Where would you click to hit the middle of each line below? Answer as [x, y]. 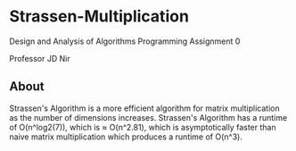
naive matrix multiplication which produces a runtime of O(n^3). [126, 137]
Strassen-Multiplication [99, 17]
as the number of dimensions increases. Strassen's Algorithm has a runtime [148, 117]
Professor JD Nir [40, 58]
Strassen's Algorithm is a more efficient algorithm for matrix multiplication [144, 108]
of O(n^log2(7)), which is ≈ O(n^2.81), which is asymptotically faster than [143, 127]
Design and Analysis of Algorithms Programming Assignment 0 [125, 41]
